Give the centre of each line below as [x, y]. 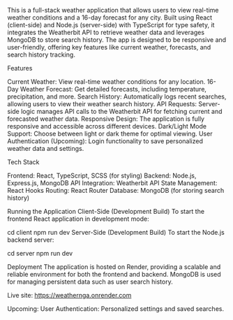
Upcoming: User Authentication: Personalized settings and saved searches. [116, 309]
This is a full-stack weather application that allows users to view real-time [113, 10]
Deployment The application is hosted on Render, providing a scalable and [114, 267]
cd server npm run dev [40, 253]
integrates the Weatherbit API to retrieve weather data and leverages [106, 32]
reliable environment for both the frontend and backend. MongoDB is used [114, 274]
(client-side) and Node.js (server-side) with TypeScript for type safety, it [111, 25]
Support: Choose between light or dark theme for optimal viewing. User [110, 133]
